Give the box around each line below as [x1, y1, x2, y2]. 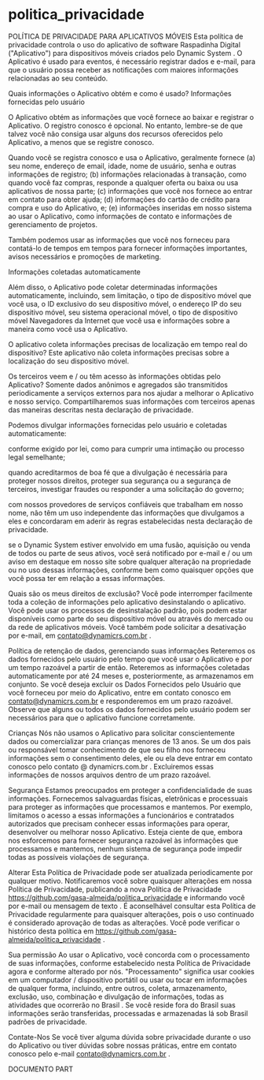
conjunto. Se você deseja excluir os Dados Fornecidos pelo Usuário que [8, 680, 241, 689]
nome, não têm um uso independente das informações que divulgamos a [8, 508, 245, 517]
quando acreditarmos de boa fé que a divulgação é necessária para [8, 467, 228, 477]
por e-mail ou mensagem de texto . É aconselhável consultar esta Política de [8, 901, 256, 911]
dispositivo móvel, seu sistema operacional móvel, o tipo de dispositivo [8, 307, 238, 317]
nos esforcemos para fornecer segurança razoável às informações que [8, 836, 239, 845]
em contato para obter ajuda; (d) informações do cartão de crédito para [8, 195, 240, 204]
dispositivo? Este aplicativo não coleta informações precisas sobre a [8, 348, 229, 357]
